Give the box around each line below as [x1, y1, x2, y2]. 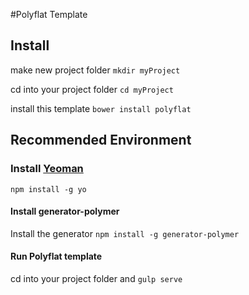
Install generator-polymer [10, 205, 120, 218]
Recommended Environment [10, 132, 192, 149]
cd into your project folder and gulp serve [10, 272, 183, 284]
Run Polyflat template [10, 250, 103, 263]
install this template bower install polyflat [10, 102, 192, 114]
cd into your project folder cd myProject [10, 83, 174, 95]
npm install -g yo [10, 184, 87, 194]
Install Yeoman [10, 162, 84, 176]
